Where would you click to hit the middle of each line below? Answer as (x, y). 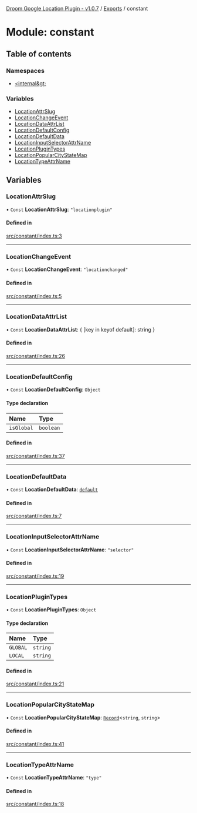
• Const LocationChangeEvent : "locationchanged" (67, 269)
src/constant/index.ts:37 (36, 456)
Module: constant (50, 32)
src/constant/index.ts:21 (35, 684)
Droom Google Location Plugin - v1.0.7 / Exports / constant (77, 9)
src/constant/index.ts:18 (35, 804)
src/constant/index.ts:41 (35, 744)
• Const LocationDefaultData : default (52, 490)
